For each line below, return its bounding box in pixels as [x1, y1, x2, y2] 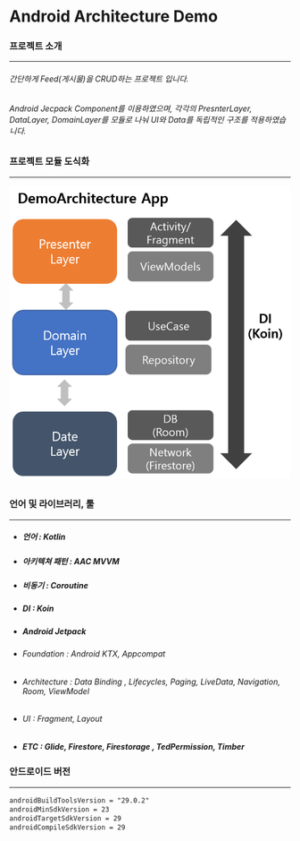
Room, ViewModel [21, 685, 90, 696]
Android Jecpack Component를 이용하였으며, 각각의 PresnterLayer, [9, 103, 253, 114]
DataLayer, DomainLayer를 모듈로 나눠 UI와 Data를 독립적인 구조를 [9, 114, 248, 124]
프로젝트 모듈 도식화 [9, 155, 90, 167]
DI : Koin [21, 603, 54, 614]
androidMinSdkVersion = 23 [9, 804, 110, 814]
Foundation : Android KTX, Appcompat [21, 648, 166, 659]
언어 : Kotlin [21, 531, 66, 543]
